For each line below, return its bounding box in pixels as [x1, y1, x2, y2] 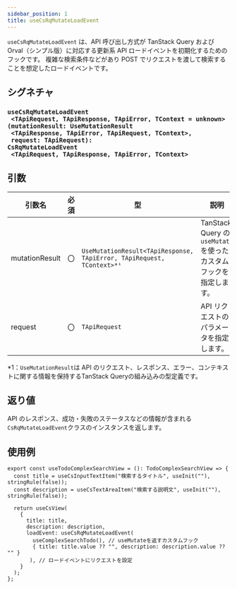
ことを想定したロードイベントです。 [7, 64, 112, 72]
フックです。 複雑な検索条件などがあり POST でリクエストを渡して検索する [7, 54, 226, 64]
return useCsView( [13, 505, 68, 512]
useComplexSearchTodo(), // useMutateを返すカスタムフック [32, 537, 199, 545]
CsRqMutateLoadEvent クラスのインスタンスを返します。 [7, 423, 166, 432]
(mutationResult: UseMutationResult [7, 121, 133, 130]
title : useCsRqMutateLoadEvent [7, 17, 99, 24]
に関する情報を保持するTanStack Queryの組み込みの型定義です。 [13, 371, 202, 380]
